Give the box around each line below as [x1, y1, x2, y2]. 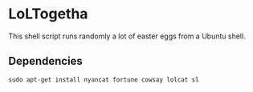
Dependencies [8, 54, 83, 68]
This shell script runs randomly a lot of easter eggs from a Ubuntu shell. [8, 31, 247, 41]
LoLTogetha [8, 5, 88, 23]
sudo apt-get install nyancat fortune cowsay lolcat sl [8, 75, 199, 84]
